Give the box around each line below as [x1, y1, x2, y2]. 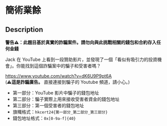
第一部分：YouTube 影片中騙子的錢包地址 [12, 90, 99, 96]
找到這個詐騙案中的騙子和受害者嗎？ [25, 63, 101, 69]
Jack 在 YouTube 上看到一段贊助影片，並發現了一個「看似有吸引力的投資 [5, 56, 157, 62]
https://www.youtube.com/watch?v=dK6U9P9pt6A [5, 73, 112, 79]
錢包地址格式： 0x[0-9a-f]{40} [12, 115, 76, 121]
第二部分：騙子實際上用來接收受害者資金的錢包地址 [12, 96, 120, 102]
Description [5, 25, 43, 34]
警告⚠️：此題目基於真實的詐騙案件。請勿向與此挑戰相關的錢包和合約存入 [5, 39, 157, 45]
